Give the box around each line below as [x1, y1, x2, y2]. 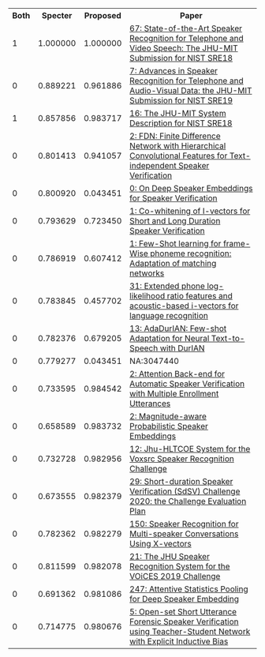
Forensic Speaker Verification [129, 616, 239, 627]
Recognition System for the [129, 561, 230, 572]
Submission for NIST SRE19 [129, 95, 233, 106]
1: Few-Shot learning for [129, 238, 222, 249]
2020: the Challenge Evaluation [129, 496, 247, 506]
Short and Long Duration [129, 216, 221, 226]
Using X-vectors [129, 539, 192, 549]
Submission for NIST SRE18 [129, 53, 233, 63]
